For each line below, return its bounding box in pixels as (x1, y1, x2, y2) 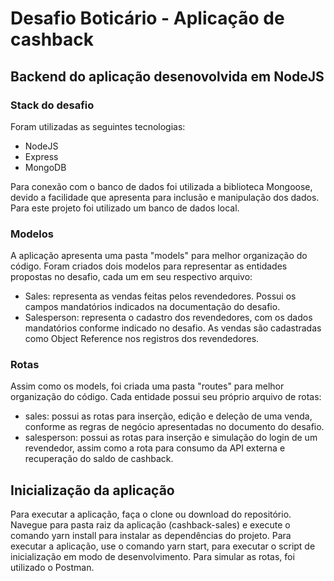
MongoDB (24, 161, 67, 173)
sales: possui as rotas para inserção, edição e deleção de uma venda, (24, 410, 313, 422)
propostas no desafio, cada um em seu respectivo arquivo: (10, 271, 253, 283)
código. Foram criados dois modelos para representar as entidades (10, 260, 288, 272)
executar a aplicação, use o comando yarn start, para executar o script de (10, 540, 316, 552)
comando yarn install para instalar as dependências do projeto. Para (10, 530, 292, 542)
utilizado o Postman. (10, 562, 95, 574)
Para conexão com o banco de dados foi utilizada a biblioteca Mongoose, (10, 180, 313, 192)
